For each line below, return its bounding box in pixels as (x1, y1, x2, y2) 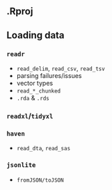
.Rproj (6, 6, 33, 17)
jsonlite (6, 161, 36, 169)
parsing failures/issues (16, 72, 82, 80)
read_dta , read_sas (16, 144, 71, 152)
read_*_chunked (16, 88, 61, 95)
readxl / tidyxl (6, 111, 54, 120)
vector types (16, 79, 54, 88)
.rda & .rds (16, 94, 49, 102)
